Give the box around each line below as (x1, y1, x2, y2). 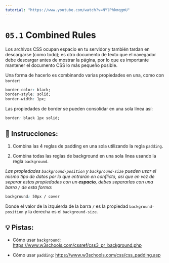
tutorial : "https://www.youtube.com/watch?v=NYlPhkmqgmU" (5, 7, 130, 13)
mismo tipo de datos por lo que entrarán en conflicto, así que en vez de (5, 173, 155, 179)
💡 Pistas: (5, 223, 34, 232)
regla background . (12, 158, 49, 164)
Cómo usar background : (12, 237, 61, 243)
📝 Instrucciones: (5, 130, 58, 138)
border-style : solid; (5, 92, 51, 97)
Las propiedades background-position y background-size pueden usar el (5, 168, 156, 174)
